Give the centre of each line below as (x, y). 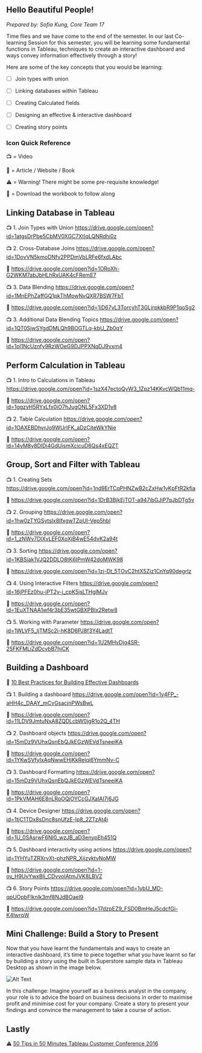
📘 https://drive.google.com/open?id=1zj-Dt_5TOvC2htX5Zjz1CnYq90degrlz (99, 571)
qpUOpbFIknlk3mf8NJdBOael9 (45, 897)
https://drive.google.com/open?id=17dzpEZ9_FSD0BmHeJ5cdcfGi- (95, 908)
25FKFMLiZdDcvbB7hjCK (38, 649)
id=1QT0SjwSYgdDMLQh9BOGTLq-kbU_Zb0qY (65, 328)
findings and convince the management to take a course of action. (89, 1010)
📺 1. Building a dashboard (39, 694)
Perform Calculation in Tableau (66, 365)
